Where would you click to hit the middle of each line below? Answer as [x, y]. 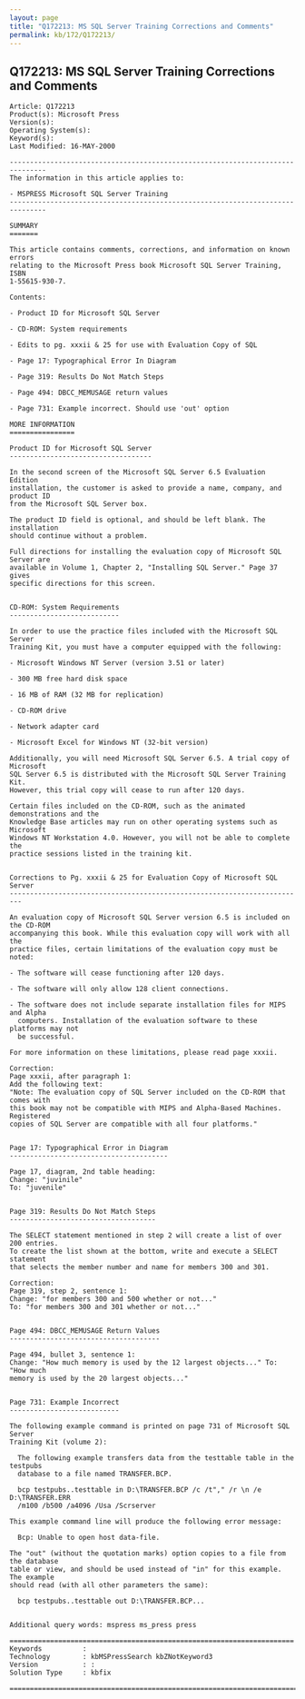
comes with [30, 1100]
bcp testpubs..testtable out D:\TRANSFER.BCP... [111, 1601]
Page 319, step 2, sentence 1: [69, 1291]
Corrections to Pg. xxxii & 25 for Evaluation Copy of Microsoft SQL [144, 878]
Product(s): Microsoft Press [64, 114]
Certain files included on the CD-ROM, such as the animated [128, 806]
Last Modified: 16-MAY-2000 [63, 146]
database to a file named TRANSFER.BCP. [95, 1474]
